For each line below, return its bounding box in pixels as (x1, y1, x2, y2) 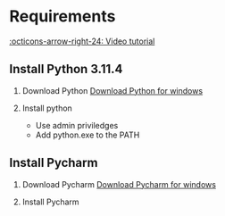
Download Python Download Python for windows (21, 85, 204, 96)
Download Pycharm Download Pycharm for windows (21, 179, 217, 189)
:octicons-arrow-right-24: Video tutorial (9, 36, 155, 46)
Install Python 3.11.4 (9, 62, 123, 77)
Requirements (9, 6, 116, 27)
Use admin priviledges (35, 120, 119, 130)
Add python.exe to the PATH (35, 129, 140, 140)
